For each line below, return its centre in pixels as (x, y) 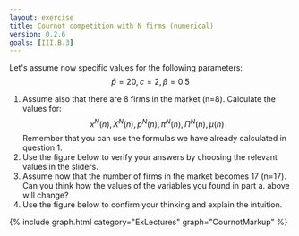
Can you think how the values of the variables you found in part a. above (156, 185)
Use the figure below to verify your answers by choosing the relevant (149, 156)
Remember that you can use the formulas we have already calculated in (154, 138)
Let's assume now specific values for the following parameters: (126, 68)
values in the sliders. (60, 166)
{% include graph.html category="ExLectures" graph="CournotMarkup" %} (149, 222)
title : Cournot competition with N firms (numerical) (112, 26)
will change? (45, 195)
